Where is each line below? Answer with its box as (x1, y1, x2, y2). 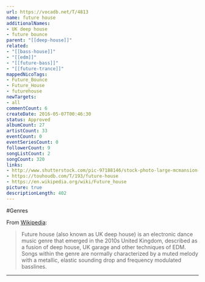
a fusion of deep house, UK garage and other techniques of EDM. (21, 243, 186, 250)
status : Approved (6, 116, 51, 122)
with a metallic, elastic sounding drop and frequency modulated (21, 256, 182, 264)
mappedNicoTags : (6, 71, 48, 77)
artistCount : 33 (6, 128, 48, 134)
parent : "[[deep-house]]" (6, 37, 72, 43)
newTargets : (6, 94, 37, 100)
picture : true (6, 185, 43, 191)
